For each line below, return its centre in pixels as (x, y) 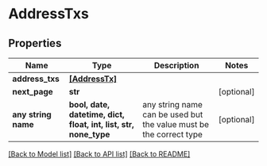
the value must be (176, 124)
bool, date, (89, 104)
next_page (33, 92)
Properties (35, 43)
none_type (89, 134)
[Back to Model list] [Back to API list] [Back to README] (99, 154)
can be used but (173, 114)
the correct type (172, 134)
